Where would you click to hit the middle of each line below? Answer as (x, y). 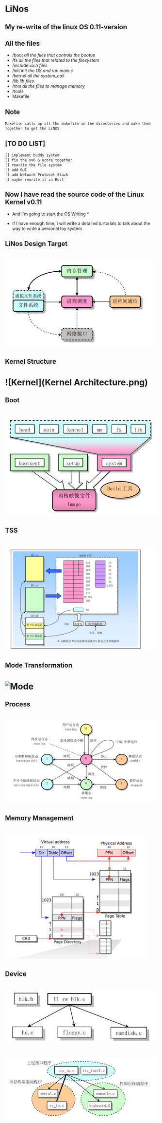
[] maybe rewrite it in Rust (34, 180)
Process (18, 704)
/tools (18, 92)
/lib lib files (23, 81)
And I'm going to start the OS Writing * (50, 214)
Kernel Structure (31, 361)
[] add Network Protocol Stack (37, 175)
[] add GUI (16, 170)
